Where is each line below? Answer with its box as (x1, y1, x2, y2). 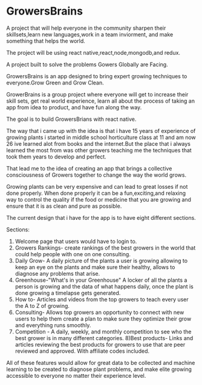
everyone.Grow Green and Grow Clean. (6, 79, 104, 86)
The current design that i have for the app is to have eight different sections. (6, 214, 197, 221)
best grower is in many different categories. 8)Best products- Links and (15, 334, 194, 341)
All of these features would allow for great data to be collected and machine (6, 359, 195, 366)
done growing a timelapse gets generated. (15, 289, 121, 296)
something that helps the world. (6, 37, 86, 44)
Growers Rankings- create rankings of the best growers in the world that (15, 244, 196, 251)
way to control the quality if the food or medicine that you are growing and (6, 196, 192, 203)
